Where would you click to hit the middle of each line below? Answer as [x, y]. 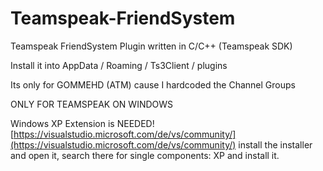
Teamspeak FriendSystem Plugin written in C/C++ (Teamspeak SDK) [151, 46]
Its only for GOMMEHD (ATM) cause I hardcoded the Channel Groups [153, 84]
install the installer [275, 144]
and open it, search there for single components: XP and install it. [145, 155]
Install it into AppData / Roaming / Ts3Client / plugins [119, 65]
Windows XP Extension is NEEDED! [82, 123]
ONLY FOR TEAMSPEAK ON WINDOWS [92, 104]
